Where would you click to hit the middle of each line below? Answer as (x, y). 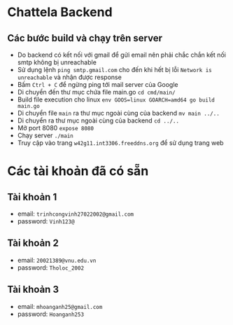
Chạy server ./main (45, 135)
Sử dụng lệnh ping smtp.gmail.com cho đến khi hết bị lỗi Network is (114, 70)
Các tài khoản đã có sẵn (78, 171)
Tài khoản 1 (32, 197)
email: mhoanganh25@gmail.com (60, 306)
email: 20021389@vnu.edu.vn (57, 260)
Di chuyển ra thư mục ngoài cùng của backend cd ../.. (98, 120)
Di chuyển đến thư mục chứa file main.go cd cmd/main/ (97, 92)
